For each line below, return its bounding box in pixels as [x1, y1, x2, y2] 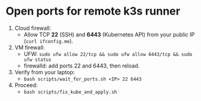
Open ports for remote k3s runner [5, 4, 181, 18]
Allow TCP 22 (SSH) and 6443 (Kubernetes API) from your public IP [23, 30, 195, 38]
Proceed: [14, 81, 38, 89]
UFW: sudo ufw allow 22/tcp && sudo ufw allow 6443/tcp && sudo [23, 50, 193, 57]
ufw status [23, 57, 52, 63]
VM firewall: [14, 44, 45, 51]
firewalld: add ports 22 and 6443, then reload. [23, 62, 140, 69]
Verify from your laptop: [14, 68, 75, 75]
